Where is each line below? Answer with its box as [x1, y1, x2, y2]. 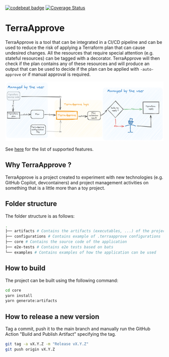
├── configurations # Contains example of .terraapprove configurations [5, 234, 161, 239]
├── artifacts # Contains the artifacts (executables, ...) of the [5, 229, 150, 234]
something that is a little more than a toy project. [5, 185, 106, 191]
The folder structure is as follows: [5, 213, 75, 219]
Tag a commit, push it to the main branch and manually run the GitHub [5, 326, 151, 332]
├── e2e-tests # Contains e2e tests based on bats [5, 245, 114, 250]
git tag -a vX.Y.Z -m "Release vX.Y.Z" [5, 341, 89, 347]
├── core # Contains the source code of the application [5, 239, 127, 244]
